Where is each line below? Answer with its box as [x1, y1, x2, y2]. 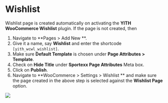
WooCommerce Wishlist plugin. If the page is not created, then [5, 25, 137, 31]
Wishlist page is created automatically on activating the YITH [5, 20, 131, 26]
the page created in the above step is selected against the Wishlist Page [12, 77, 163, 83]
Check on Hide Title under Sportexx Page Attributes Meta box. [12, 61, 144, 67]
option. [12, 82, 28, 88]
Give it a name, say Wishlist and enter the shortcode [12, 40, 122, 46]
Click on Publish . [12, 66, 48, 73]
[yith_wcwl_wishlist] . [12, 45, 59, 51]
